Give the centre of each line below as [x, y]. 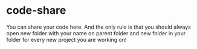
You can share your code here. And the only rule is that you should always [99, 27]
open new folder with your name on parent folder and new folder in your [96, 33]
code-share [36, 10]
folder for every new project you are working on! [66, 39]
